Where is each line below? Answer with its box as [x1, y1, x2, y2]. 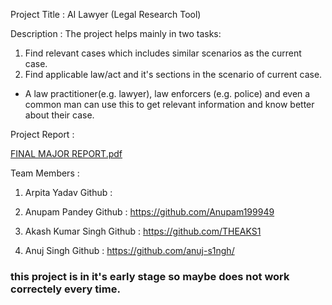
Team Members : [10, 167, 80, 179]
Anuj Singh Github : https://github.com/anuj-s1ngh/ [24, 245, 235, 256]
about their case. [24, 109, 95, 121]
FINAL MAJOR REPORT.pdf [10, 148, 123, 159]
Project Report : [10, 129, 75, 140]
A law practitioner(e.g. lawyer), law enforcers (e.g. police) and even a [24, 88, 311, 99]
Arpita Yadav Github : [24, 187, 113, 198]
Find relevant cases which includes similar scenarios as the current [24, 47, 302, 59]
